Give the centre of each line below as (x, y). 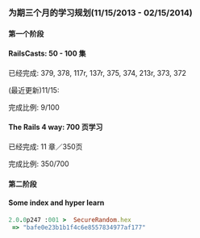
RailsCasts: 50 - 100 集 (47, 53)
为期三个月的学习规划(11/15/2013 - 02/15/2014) (101, 12)
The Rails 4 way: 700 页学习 (56, 127)
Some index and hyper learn (56, 203)
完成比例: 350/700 (39, 164)
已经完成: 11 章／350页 (46, 146)
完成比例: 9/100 (34, 107)
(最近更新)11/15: (34, 90)
